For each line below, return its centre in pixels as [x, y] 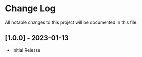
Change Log [30, 9]
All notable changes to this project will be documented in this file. [71, 22]
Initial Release [26, 50]
